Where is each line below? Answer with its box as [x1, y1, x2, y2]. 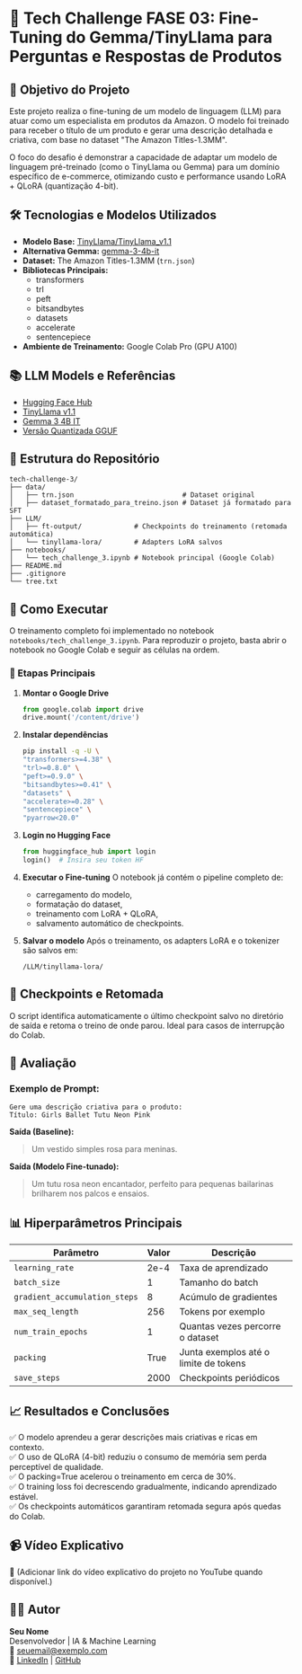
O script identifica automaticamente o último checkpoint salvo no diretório [9, 1010, 284, 1021]
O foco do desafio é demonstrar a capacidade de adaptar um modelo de [9, 152, 278, 163]
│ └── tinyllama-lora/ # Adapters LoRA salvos [9, 538, 223, 547]
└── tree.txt [9, 577, 58, 587]
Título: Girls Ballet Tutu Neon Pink [9, 1111, 151, 1120]
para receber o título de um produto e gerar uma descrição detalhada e [9, 125, 273, 136]
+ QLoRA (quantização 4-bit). [9, 181, 119, 191]
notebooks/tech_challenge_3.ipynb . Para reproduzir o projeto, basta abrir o [9, 635, 288, 646]
